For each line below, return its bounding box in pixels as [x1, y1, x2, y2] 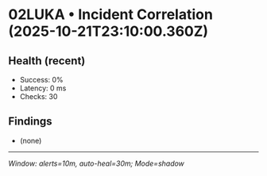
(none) [19, 136, 42, 145]
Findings [8, 115, 53, 128]
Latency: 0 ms [19, 83, 67, 93]
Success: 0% [19, 75, 64, 84]
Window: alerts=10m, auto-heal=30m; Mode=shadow [8, 159, 185, 168]
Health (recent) [8, 54, 86, 67]
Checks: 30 [19, 92, 58, 101]
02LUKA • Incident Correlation [8, 6, 213, 24]
